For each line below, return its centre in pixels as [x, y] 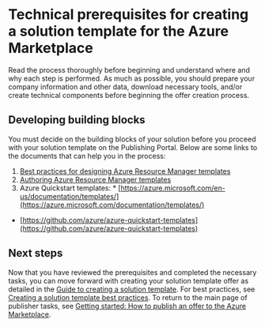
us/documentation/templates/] [69, 196]
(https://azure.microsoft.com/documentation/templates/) [112, 205]
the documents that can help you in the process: [87, 156]
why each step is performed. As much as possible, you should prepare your [132, 78]
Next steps [36, 253]
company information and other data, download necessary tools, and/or [125, 86]
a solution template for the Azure [119, 31]
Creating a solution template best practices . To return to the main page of [128, 297]
